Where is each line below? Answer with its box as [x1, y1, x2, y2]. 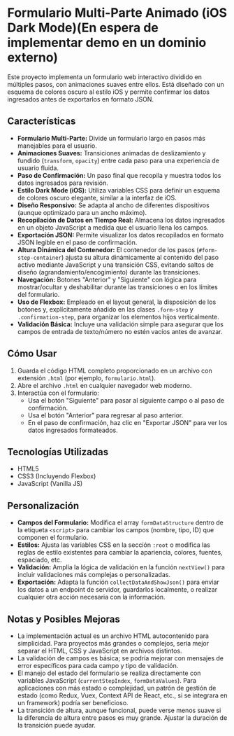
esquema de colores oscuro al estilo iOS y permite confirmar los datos [7, 88, 210, 96]
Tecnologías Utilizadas [7, 446, 109, 458]
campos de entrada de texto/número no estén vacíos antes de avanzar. [17, 327, 223, 335]
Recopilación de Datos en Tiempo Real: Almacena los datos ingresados [17, 216, 226, 224]
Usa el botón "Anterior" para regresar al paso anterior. [27, 411, 184, 419]
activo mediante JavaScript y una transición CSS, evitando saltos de [17, 261, 214, 269]
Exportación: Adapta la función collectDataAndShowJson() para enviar [17, 578, 220, 586]
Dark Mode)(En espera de [7, 20, 159, 36]
